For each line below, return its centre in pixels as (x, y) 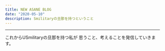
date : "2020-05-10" (25, 14)
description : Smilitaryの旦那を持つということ (50, 18)
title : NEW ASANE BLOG (28, 9)
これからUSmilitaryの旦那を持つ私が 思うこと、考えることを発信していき (78, 37)
